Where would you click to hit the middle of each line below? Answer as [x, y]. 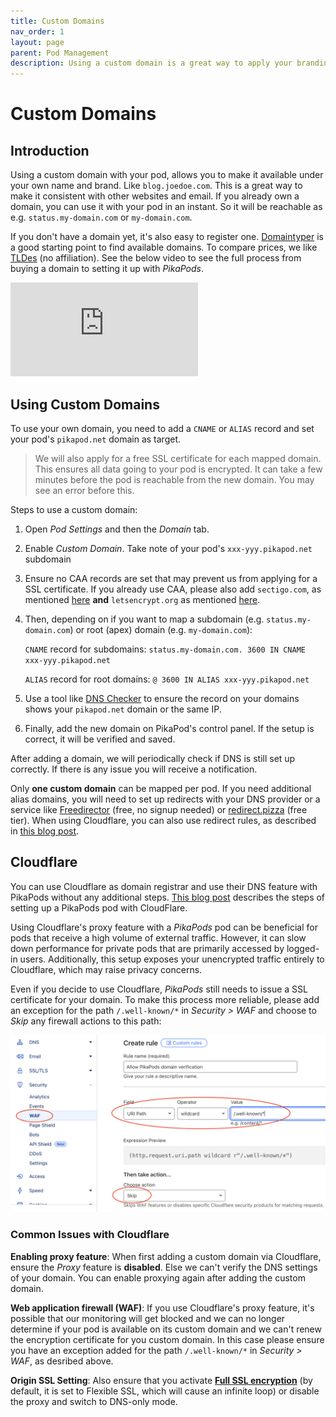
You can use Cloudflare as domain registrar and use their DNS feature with [164, 886]
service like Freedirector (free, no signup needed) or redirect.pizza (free [159, 809]
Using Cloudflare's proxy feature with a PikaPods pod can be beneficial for [164, 927]
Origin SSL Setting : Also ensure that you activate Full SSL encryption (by [161, 1380]
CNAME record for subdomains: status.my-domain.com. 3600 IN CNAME [165, 649]
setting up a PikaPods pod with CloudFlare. [99, 907]
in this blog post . [45, 831]
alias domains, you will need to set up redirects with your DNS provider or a [165, 799]
